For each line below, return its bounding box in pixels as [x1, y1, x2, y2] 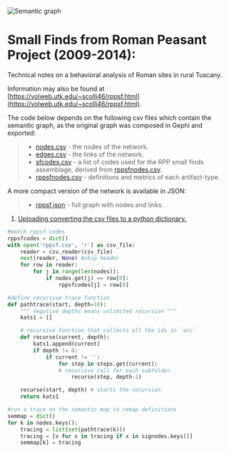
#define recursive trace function [7, 294, 111, 302]
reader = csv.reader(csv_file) [20, 248, 113, 255]
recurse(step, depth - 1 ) [71, 374, 142, 381]
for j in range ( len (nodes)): [33, 268, 120, 275]
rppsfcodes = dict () [7, 234, 69, 242]
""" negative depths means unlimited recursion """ [20, 307, 177, 314]
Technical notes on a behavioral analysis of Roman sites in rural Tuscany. [7, 70, 223, 79]
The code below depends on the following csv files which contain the [7, 113, 212, 121]
